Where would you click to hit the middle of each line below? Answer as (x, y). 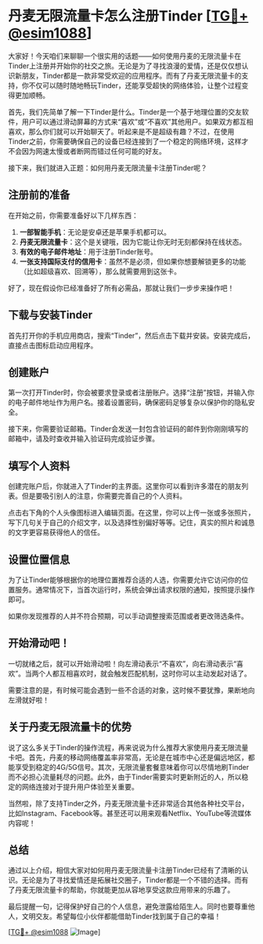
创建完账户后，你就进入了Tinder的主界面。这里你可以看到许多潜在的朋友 (125, 487)
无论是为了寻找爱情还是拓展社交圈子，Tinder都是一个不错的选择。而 (131, 880)
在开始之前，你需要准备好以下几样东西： (73, 215)
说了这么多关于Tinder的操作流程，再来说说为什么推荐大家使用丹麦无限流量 (128, 747)
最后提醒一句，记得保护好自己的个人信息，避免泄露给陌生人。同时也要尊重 (128, 906)
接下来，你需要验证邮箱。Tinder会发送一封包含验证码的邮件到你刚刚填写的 (128, 429)
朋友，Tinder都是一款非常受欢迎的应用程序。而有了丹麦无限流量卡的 (131, 75)
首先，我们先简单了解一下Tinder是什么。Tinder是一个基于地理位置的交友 (125, 111)
